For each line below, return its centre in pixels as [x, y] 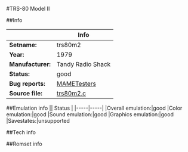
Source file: [26, 93]
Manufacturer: [30, 64]
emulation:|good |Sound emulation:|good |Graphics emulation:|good [90, 114]
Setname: [23, 45]
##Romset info [24, 144]
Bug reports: [27, 84]
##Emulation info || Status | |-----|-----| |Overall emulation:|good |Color [94, 108]
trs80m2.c [71, 93]
